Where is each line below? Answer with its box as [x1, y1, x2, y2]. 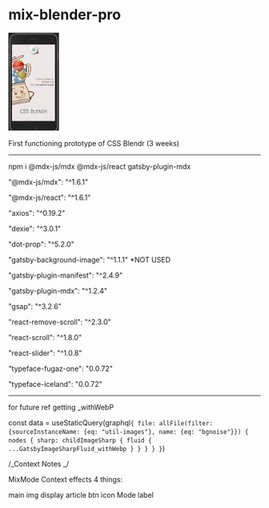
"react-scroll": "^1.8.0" [8, 333, 82, 343]
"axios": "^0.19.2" [8, 209, 66, 218]
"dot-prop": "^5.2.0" [8, 239, 74, 250]
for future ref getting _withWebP [8, 403, 114, 412]
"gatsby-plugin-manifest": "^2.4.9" [8, 270, 123, 280]
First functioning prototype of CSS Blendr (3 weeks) [8, 139, 180, 148]
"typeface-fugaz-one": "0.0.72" [8, 364, 114, 374]
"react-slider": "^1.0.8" [8, 348, 82, 358]
